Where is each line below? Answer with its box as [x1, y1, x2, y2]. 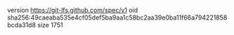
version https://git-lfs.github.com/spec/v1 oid [7, 6, 138, 14]
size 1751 [37, 21, 63, 29]
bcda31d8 [7, 21, 37, 29]
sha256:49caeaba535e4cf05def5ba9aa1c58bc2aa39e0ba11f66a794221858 [7, 13, 228, 22]
